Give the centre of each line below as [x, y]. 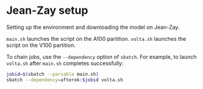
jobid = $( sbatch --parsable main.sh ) [52, 74]
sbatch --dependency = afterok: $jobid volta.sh [65, 80]
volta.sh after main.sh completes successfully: [65, 63]
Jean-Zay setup [47, 11]
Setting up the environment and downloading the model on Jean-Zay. [93, 27]
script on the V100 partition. [41, 45]
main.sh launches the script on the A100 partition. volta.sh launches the [96, 38]
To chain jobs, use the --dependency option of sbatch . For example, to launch [101, 57]
